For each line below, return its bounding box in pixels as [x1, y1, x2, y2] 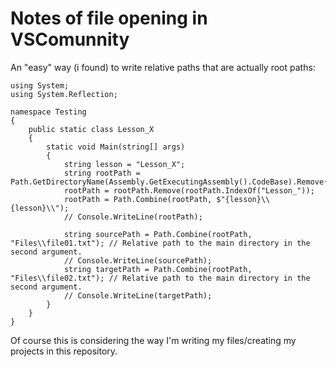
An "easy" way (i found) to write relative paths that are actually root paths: [10, 61, 316, 73]
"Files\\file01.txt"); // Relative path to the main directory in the [10, 238, 311, 248]
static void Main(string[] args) [46, 142, 186, 152]
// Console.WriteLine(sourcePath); [63, 255, 213, 266]
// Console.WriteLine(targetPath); [63, 290, 213, 301]
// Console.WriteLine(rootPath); [63, 212, 203, 222]
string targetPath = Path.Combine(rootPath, [63, 264, 253, 274]
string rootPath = [63, 168, 141, 178]
